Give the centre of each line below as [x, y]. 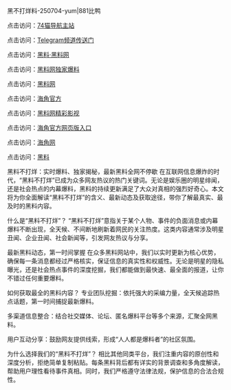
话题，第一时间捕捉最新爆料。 [55, 301]
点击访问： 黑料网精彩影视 [43, 113]
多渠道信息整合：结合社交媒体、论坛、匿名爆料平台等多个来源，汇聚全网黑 [112, 316]
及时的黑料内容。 [31, 206]
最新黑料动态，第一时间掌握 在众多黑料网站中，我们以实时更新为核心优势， [113, 252]
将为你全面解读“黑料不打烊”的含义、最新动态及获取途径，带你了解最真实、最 [115, 197]
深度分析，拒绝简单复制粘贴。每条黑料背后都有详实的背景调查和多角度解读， [115, 362]
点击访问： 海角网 [31, 142]
